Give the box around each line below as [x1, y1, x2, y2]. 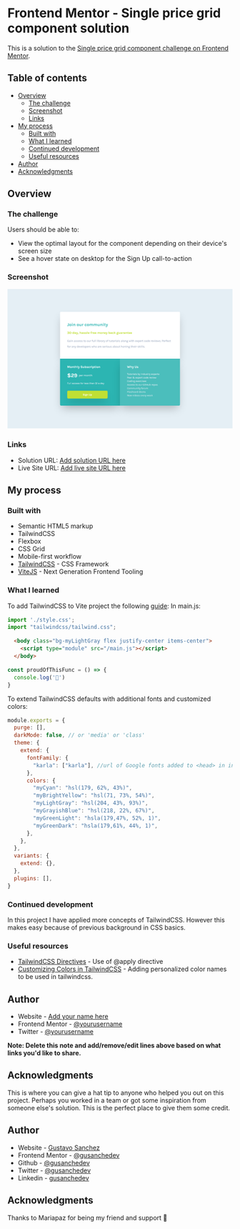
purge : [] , [14, 724, 46, 732]
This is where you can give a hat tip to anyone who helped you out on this [7, 1088, 224, 1097]
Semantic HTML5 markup [17, 522, 94, 530]
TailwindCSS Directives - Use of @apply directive [17, 957, 164, 966]
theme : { [14, 740, 40, 747]
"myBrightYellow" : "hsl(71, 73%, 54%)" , [33, 792, 155, 800]
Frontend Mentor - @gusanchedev [17, 1150, 120, 1159]
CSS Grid [17, 544, 45, 553]
